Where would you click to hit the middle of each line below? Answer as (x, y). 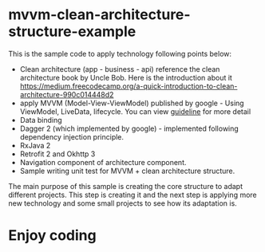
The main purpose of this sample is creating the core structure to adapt (126, 186)
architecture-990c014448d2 (67, 94)
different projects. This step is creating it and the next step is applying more (132, 195)
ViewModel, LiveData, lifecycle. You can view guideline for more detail (135, 111)
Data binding (41, 120)
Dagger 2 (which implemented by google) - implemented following (129, 128)
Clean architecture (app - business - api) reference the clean (120, 69)
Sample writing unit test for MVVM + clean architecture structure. (127, 171)
